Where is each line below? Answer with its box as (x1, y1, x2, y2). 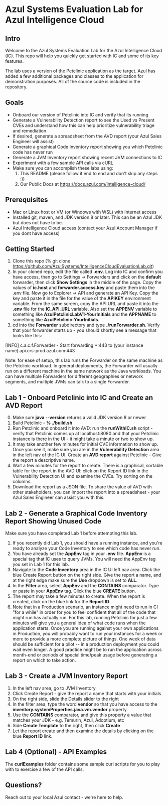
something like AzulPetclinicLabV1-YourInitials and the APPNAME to (12, 311, 156, 317)
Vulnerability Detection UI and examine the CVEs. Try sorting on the (12, 473, 153, 479)
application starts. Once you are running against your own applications (12, 625, 159, 631)
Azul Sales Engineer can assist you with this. (12, 494, 105, 500)
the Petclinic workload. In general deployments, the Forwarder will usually (5, 363, 158, 369)
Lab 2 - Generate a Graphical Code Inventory (5, 509, 147, 517)
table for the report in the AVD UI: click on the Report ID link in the (12, 468, 148, 474)
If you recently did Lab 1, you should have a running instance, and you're (12, 540, 163, 546)
